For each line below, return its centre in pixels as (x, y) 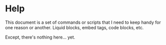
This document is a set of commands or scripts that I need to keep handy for (83, 22)
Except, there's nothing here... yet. (40, 37)
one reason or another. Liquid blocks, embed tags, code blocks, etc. (75, 27)
